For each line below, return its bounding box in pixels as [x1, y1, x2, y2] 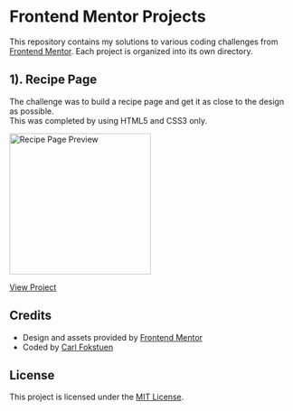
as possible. [9, 106, 54, 117]
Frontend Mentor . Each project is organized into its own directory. [9, 45, 253, 56]
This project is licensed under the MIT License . [9, 391, 184, 403]
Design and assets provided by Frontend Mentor [22, 332, 203, 342]
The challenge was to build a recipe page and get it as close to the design [9, 96, 285, 107]
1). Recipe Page [9, 72, 98, 88]
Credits [9, 308, 52, 323]
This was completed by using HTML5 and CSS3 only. [9, 115, 208, 126]
